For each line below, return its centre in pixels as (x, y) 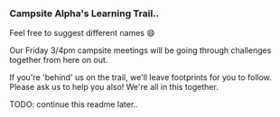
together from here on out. (59, 60)
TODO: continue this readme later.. (74, 104)
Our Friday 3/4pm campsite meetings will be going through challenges (140, 50)
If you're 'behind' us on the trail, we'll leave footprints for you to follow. (141, 77)
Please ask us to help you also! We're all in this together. (114, 87)
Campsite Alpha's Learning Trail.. (84, 13)
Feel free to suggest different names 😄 (82, 33)
